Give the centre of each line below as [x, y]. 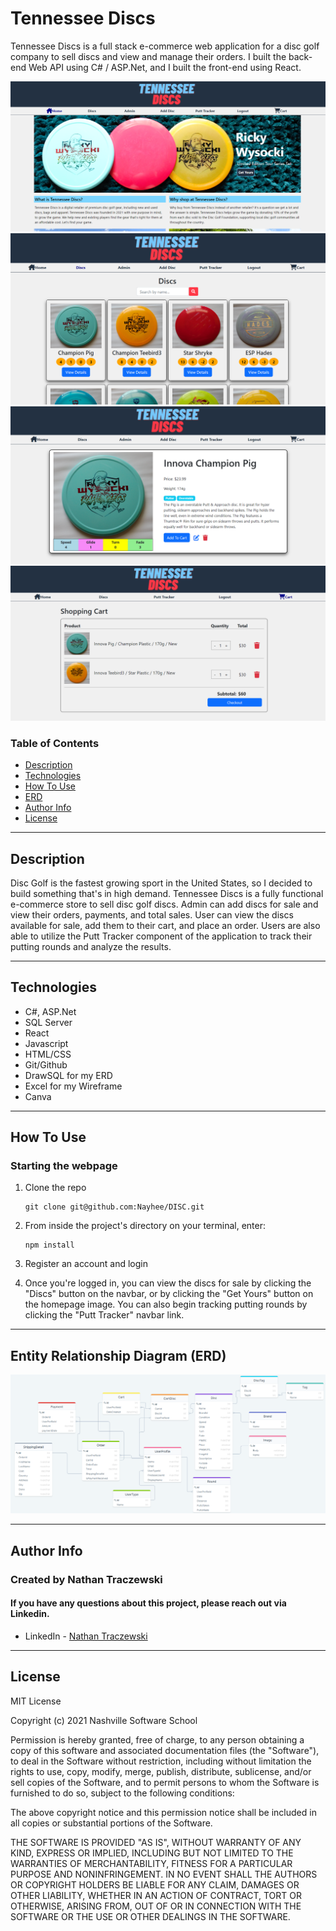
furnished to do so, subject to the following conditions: [122, 1793]
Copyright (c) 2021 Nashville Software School [104, 1720]
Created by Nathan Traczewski [86, 1579]
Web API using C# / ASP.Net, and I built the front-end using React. [165, 67]
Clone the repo [55, 1188]
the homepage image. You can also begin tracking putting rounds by [166, 1304]
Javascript [46, 1043]
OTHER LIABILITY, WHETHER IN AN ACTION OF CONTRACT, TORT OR [156, 1895]
